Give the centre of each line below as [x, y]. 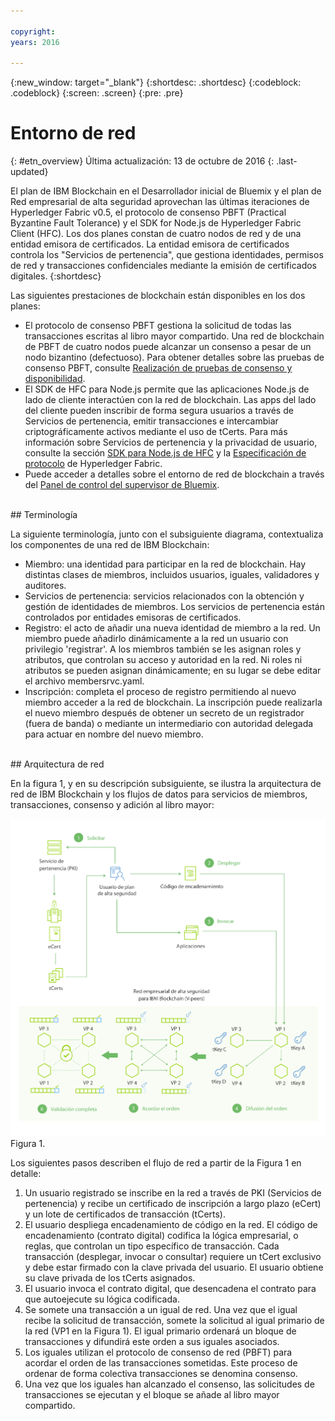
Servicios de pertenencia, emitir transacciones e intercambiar [151, 421]
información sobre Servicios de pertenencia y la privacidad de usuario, [171, 442]
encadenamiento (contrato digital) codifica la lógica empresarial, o [161, 1236]
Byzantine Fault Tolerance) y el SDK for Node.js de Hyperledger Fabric [156, 223]
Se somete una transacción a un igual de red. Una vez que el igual [161, 1310]
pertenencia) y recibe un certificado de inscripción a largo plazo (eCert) [173, 1204]
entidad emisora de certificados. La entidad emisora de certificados [150, 244]
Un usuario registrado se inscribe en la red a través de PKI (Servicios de [173, 1193]
